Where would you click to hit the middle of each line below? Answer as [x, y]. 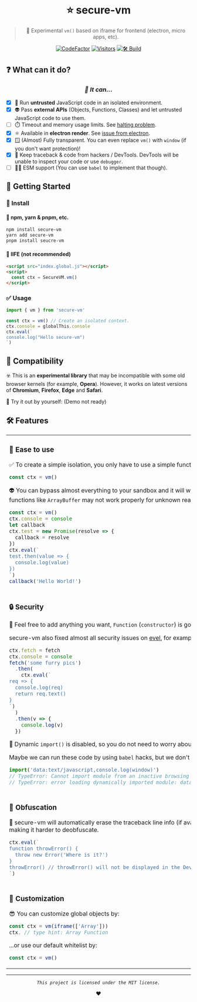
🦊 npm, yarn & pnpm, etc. [38, 217]
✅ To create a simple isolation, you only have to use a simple [92, 464]
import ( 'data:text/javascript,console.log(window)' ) [84, 770]
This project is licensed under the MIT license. [98, 983]
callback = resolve [42, 537]
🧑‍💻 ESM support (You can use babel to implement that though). [91, 168]
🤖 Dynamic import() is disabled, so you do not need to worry [93, 744]
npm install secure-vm [34, 230]
